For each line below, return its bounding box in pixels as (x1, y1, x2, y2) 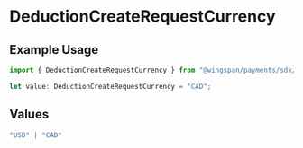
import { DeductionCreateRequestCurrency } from (9, 65, 196, 74)
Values (9, 107, 50, 122)
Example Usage (9, 42, 99, 57)
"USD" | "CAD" (9, 130, 63, 140)
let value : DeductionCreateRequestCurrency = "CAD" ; (9, 82, 212, 91)
